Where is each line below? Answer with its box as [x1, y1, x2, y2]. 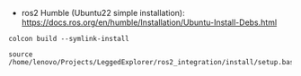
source [8, 50, 33, 59]
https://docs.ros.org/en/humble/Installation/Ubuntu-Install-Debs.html [21, 17, 278, 28]
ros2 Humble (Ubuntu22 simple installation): [21, 8, 185, 18]
